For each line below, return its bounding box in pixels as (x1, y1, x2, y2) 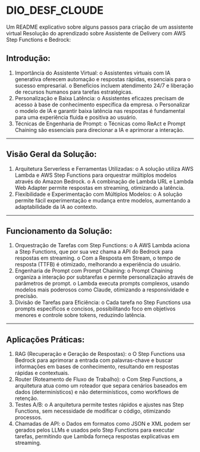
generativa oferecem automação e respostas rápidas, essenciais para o (14, 75, 191, 82)
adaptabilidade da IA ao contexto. (14, 203, 98, 210)
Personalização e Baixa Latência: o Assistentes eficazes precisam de (14, 94, 185, 102)
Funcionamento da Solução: (6, 226, 112, 236)
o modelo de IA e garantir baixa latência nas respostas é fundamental (14, 107, 186, 114)
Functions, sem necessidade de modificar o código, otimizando (14, 407, 171, 415)
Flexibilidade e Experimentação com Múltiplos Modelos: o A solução (14, 190, 183, 198)
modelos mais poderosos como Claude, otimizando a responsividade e (14, 286, 189, 293)
